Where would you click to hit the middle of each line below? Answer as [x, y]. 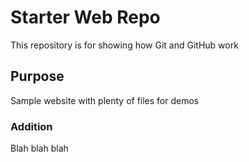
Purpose [37, 76]
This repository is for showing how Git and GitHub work [124, 45]
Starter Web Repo [85, 17]
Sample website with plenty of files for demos [105, 100]
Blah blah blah [39, 148]
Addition [31, 126]
